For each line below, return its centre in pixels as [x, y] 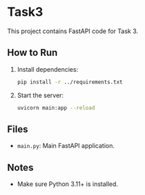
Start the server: [40, 95]
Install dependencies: [48, 69]
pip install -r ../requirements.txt [70, 82]
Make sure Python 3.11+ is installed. [68, 184]
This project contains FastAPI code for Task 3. [73, 31]
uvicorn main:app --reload [56, 107]
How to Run [32, 53]
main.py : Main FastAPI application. [66, 146]
